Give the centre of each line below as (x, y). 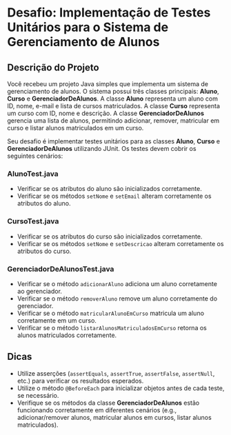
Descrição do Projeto (53, 67)
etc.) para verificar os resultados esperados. (80, 381)
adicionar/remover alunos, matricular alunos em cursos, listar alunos (114, 417)
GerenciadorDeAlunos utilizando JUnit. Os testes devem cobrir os (102, 149)
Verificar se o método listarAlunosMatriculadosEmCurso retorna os (112, 327)
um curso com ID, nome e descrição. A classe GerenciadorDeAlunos (106, 113)
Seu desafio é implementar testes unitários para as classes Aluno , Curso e (114, 141)
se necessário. (38, 395)
